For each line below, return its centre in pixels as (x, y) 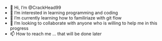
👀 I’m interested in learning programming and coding (64, 13)
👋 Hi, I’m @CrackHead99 (35, 8)
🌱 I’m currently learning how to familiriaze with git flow (66, 18)
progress (19, 28)
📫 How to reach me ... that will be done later (56, 34)
